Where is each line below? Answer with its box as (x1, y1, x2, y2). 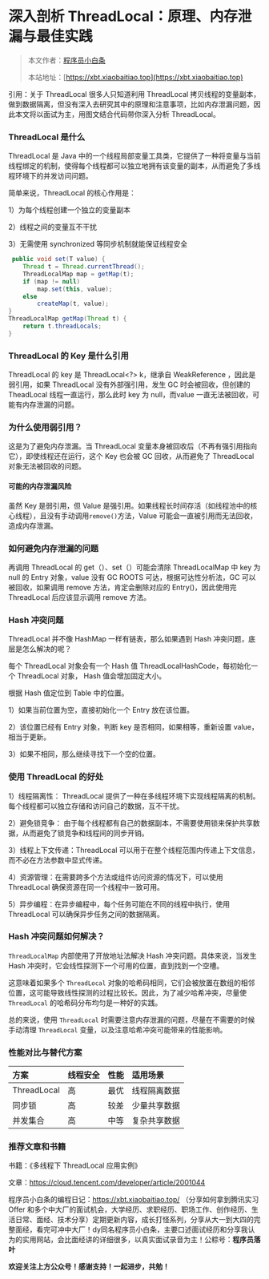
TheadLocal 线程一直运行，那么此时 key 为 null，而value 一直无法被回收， (8, 390, 253, 400)
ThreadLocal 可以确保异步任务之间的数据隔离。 (8, 909, 164, 919)
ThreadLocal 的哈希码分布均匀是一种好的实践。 (8, 998, 163, 1008)
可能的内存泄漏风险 (8, 481, 72, 491)
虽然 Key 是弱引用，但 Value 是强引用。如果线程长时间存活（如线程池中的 (8, 501, 251, 510)
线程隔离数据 (131, 1085, 180, 1096)
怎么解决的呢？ (22, 644, 72, 654)
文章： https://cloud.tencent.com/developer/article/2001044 (8, 1178, 206, 1188)
